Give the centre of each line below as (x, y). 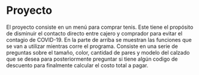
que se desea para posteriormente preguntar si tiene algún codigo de (92, 59)
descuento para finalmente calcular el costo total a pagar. (77, 65)
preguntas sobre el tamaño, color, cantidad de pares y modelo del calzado (98, 52)
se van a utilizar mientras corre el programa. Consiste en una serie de (92, 46)
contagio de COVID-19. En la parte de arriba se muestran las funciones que (99, 40)
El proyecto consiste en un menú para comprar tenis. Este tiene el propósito (100, 27)
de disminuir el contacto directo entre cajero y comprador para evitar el (94, 33)
